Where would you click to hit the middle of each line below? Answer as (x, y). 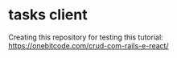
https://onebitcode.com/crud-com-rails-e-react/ (88, 45)
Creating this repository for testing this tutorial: (86, 37)
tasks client (48, 15)
